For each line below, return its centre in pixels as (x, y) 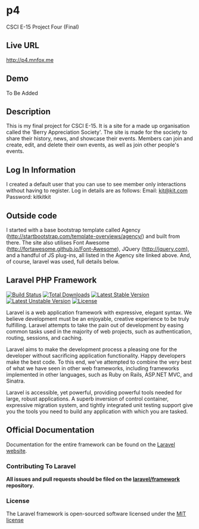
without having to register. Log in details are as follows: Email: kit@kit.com (97, 190)
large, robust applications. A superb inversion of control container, (87, 399)
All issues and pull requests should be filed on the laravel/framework (93, 479)
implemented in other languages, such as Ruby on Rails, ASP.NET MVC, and (99, 374)
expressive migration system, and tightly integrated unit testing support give (100, 405)
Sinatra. (16, 381)
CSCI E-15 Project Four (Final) (43, 27)
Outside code (32, 216)
